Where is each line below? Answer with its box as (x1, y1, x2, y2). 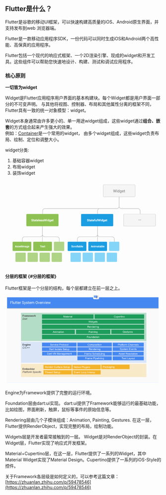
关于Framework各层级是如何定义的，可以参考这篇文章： (5, 474, 119, 480)
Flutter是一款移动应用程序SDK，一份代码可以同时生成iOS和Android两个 (5, 35, 150, 41)
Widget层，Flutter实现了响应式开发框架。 (5, 440, 90, 446)
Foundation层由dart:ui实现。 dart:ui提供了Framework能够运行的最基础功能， (5, 400, 161, 406)
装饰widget (12, 170, 36, 176)
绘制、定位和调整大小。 (13, 137, 62, 142)
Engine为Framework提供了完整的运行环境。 (5, 390, 95, 396)
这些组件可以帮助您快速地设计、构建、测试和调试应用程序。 (13, 59, 135, 65)
